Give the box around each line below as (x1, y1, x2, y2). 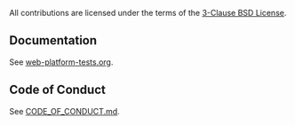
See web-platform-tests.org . (9, 57, 114, 67)
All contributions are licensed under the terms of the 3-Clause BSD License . (9, 8, 287, 18)
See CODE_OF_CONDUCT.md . (9, 105, 120, 116)
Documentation (9, 33, 98, 48)
